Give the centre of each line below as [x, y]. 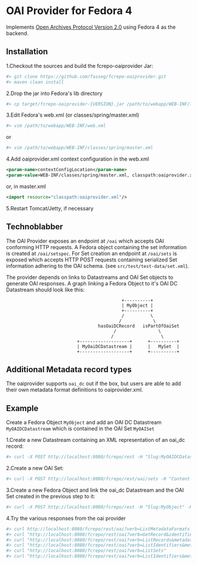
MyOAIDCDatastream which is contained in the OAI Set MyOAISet [80, 428]
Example [22, 408]
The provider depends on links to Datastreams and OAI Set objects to [90, 277]
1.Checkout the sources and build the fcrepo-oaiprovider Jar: [80, 66]
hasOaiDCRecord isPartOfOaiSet [139, 326]
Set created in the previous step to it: [51, 496]
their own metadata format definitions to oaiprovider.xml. [75, 390]
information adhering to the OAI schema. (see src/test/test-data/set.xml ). [98, 266]
